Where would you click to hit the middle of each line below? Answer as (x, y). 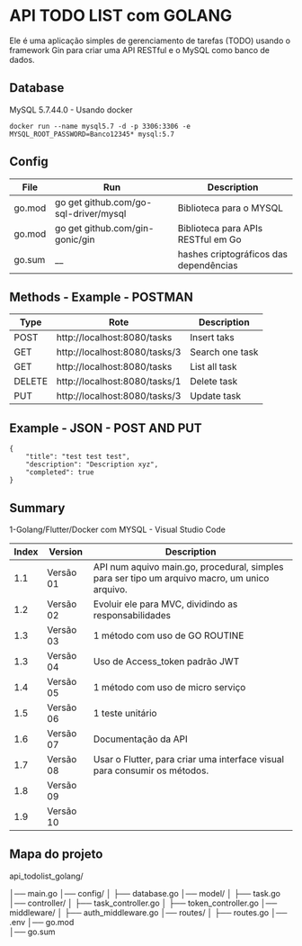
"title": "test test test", (78, 457)
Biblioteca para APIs (220, 228)
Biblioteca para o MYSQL (231, 208)
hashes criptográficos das (233, 254)
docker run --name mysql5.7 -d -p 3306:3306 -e (100, 126)
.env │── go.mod (42, 922)
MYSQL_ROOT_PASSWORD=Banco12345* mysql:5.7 (92, 134)
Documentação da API (141, 739)
